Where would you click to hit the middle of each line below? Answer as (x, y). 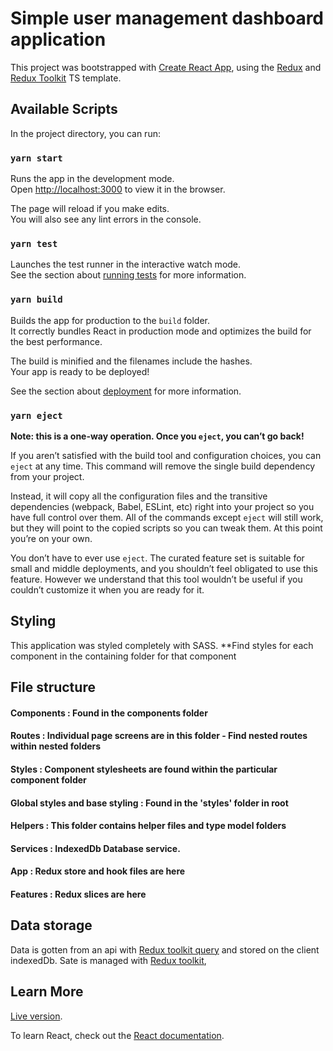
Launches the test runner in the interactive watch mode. (126, 264)
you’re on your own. (51, 538)
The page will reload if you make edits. (90, 209)
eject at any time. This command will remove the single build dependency (163, 466)
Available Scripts (64, 109)
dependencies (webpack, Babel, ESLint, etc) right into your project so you (162, 506)
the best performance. (56, 341)
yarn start (36, 158)
